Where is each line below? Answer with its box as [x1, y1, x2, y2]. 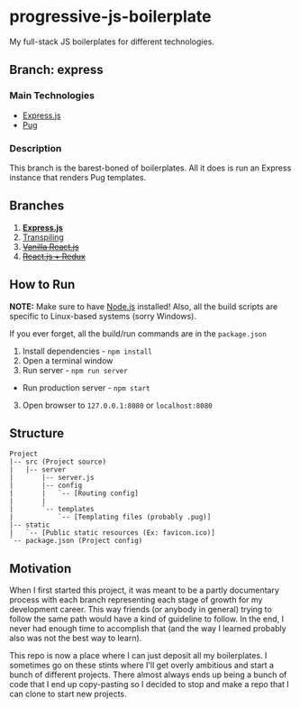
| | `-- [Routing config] [9, 489, 140, 498]
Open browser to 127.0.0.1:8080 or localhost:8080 [22, 400, 214, 410]
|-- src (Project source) [9, 457, 106, 466]
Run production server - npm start [22, 382, 150, 393]
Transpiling [22, 232, 65, 243]
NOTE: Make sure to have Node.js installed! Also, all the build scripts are [9, 300, 278, 312]
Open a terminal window [22, 354, 114, 366]
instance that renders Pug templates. [9, 171, 147, 182]
